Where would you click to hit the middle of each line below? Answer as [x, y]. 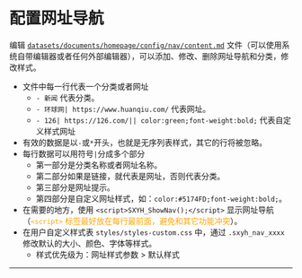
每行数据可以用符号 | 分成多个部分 [84, 153]
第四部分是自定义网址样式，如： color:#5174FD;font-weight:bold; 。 [161, 198]
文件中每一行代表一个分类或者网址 [85, 86]
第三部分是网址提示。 [75, 187]
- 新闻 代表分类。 [67, 97]
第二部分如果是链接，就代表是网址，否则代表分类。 [130, 176]
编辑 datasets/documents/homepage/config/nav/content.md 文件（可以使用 [146, 45]
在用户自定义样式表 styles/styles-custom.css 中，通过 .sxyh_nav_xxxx [153, 232]
